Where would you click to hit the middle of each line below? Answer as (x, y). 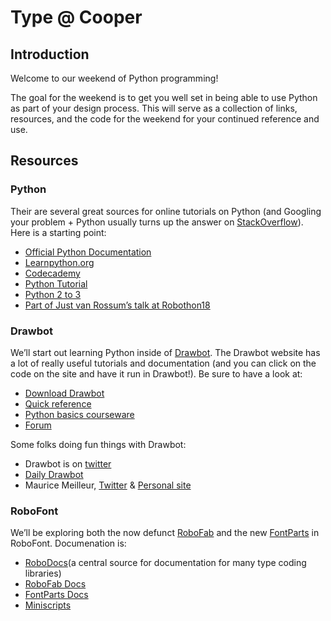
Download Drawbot (64, 393)
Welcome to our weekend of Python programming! (114, 78)
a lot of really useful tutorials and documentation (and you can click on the (163, 363)
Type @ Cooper (76, 17)
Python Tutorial (56, 283)
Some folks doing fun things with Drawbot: (98, 444)
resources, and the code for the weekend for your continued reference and (165, 119)
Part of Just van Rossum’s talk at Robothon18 (117, 305)
